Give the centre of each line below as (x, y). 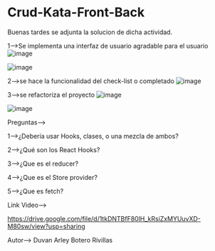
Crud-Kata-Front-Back (76, 12)
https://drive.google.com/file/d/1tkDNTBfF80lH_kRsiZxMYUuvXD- (104, 218)
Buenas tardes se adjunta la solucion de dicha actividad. (90, 32)
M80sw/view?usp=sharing (46, 226)
